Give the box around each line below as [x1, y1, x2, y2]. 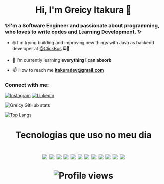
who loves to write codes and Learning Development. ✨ [5, 28, 142, 35]
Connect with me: [5, 82, 49, 89]
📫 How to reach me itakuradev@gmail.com [12, 67, 104, 73]
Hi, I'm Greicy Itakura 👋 [35, 4, 132, 16]
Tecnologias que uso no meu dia [15, 129, 152, 141]
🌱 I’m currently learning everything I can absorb [12, 57, 112, 63]
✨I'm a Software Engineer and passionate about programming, [5, 22, 160, 29]
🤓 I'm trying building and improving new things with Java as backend [12, 40, 154, 46]
